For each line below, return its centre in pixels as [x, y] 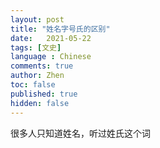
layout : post [37, 19]
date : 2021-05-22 [51, 38]
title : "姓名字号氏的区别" [60, 29]
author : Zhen [37, 76]
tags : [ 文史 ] [36, 47]
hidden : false [40, 103]
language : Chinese [51, 57]
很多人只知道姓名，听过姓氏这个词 [80, 133]
